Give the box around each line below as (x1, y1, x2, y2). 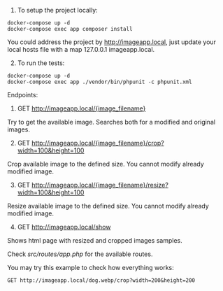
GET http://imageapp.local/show (17, 223, 111, 231)
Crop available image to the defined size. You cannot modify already (7, 160, 204, 168)
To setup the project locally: (17, 6, 98, 14)
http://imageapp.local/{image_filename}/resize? (31, 181, 169, 189)
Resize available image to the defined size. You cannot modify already (7, 202, 210, 210)
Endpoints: (7, 91, 38, 99)
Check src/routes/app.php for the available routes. (7, 250, 153, 258)
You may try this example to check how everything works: (7, 264, 174, 271)
